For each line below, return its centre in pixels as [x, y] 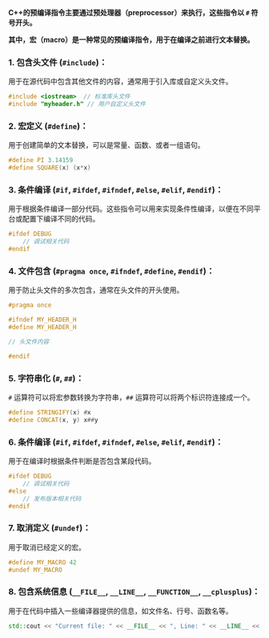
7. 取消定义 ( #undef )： [50, 528]
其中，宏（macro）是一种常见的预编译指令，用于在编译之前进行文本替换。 [131, 40]
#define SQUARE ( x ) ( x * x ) [50, 168]
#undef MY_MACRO [35, 570]
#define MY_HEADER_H [43, 327]
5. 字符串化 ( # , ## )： [46, 378]
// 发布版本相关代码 [52, 498]
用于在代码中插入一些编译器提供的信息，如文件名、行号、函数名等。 [120, 611]
